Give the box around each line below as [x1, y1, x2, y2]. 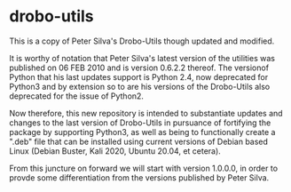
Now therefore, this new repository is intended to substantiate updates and [9, 108, 283, 118]
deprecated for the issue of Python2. [9, 91, 145, 101]
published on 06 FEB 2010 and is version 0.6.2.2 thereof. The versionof [9, 62, 269, 73]
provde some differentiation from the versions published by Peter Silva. [9, 172, 270, 183]
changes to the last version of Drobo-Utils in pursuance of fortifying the [9, 117, 271, 128]
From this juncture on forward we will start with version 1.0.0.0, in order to [9, 163, 278, 173]
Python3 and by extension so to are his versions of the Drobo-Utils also [9, 81, 271, 92]
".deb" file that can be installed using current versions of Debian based [9, 136, 269, 147]
